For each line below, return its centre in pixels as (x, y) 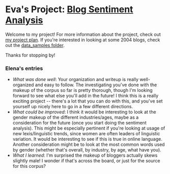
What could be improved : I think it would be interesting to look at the (84, 112)
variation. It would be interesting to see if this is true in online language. (88, 139)
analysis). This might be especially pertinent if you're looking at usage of (89, 128)
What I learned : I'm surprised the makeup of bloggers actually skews (85, 155)
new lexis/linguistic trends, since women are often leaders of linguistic (86, 134)
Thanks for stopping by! (30, 55)
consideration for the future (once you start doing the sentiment (79, 123)
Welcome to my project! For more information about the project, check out (83, 34)
